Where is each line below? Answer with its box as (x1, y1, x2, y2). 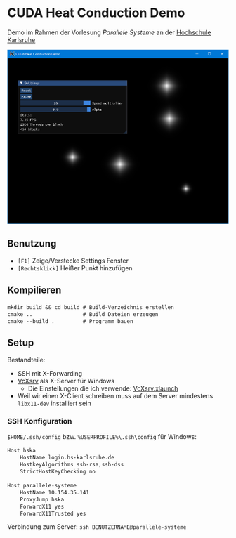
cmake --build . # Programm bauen (7, 317, 133, 324)
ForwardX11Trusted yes (20, 510, 86, 517)
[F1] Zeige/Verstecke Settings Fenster (17, 256, 129, 265)
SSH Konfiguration (7, 416, 72, 426)
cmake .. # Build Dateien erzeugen (7, 310, 159, 317)
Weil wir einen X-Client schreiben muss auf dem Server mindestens (17, 391, 214, 400)
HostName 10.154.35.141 (20, 489, 90, 496)
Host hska (7, 447, 37, 454)
